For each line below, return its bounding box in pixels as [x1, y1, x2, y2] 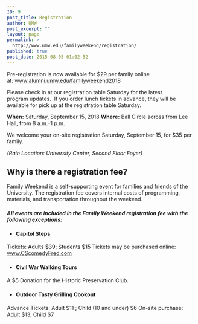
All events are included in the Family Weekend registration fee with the [7, 210, 188, 217]
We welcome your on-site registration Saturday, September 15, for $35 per [7, 131, 193, 138]
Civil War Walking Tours [15, 264, 77, 271]
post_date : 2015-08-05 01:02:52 [7, 54, 88, 60]
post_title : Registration [7, 15, 72, 21]
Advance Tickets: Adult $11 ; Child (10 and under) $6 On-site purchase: [7, 304, 184, 311]
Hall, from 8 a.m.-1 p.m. [7, 119, 65, 127]
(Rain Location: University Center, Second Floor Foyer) [7, 149, 143, 157]
